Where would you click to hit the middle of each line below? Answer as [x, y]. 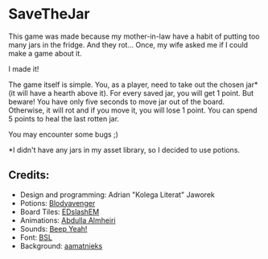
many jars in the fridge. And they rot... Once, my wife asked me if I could [128, 44]
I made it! [24, 68]
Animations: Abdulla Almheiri [68, 220]
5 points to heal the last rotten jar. [64, 118]
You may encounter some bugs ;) [64, 134]
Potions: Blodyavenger [58, 203]
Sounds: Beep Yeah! [54, 228]
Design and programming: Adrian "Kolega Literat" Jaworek [117, 195]
